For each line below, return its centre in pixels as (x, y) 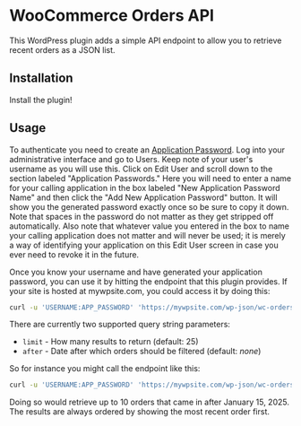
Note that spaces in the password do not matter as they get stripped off (142, 216)
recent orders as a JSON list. (62, 49)
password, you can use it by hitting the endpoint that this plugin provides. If (149, 281)
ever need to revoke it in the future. (74, 254)
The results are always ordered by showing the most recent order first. (140, 412)
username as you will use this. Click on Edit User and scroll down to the (141, 169)
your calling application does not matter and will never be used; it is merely (148, 235)
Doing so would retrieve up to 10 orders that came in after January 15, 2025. (149, 402)
